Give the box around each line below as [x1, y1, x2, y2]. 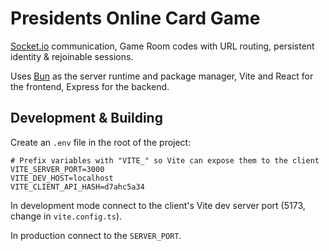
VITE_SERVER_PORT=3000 [10, 164, 105, 174]
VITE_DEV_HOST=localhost [10, 173, 114, 183]
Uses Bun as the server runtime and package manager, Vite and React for [10, 70, 314, 82]
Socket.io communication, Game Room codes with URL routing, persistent [10, 40, 315, 52]
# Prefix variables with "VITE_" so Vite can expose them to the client [10, 155, 320, 166]
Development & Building [10, 110, 163, 127]
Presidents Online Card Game [10, 7, 261, 30]
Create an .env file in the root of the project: [10, 136, 192, 148]
